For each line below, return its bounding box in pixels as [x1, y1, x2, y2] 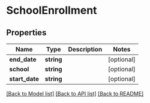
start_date [9, 75, 40, 83]
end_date [9, 55, 37, 63]
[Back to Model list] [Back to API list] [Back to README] [6, 90, 144, 97]
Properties [6, 28, 47, 38]
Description [68, 46, 103, 53]
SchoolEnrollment [6, 4, 97, 17]
